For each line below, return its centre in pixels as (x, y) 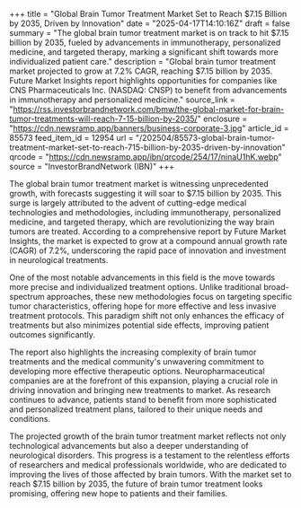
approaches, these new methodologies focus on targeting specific (169, 297)
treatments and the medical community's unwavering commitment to (137, 362)
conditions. (30, 419)
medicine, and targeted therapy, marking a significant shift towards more (144, 52)
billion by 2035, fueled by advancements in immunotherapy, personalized (145, 42)
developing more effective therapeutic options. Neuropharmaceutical (137, 371)
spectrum (27, 297)
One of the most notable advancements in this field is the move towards (142, 277)
